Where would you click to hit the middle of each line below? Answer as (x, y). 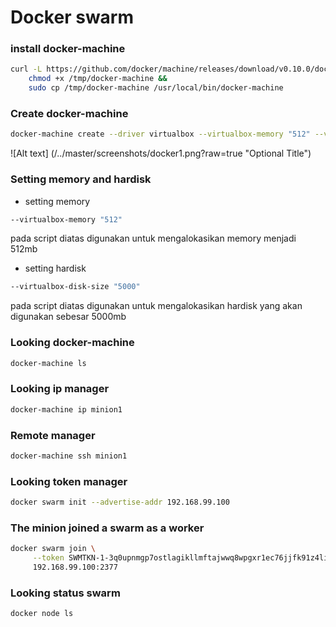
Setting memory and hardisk (81, 179)
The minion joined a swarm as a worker (107, 528)
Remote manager (53, 435)
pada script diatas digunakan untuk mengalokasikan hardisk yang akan (156, 306)
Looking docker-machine (72, 343)
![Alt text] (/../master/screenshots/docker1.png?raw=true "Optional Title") (161, 153)
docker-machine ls (48, 363)
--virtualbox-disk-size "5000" (75, 287)
